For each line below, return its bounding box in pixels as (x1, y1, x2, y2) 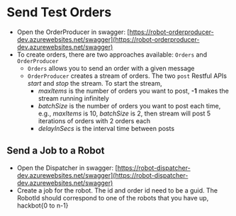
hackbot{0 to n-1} (16, 201, 69, 210)
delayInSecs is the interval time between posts (38, 124, 175, 132)
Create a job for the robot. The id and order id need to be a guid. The (16, 186, 218, 195)
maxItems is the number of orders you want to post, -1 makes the (38, 86, 230, 95)
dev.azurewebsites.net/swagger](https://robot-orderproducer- (16, 35, 200, 43)
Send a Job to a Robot (6, 144, 105, 157)
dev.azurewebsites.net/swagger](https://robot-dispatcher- (16, 171, 189, 179)
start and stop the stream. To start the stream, (27, 79, 162, 87)
